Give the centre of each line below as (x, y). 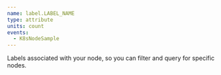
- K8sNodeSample (36, 39)
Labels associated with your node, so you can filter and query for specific (111, 58)
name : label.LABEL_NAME (41, 13)
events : (18, 32)
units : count (26, 26)
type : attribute (30, 20)
